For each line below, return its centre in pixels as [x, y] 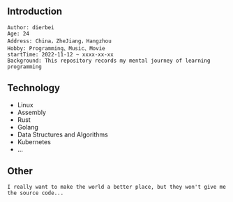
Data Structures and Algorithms [62, 134]
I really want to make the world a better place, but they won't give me [117, 187]
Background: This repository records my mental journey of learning [109, 61]
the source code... [36, 193]
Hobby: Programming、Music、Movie [57, 48]
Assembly [32, 112]
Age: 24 [18, 33]
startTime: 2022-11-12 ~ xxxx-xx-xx [60, 54]
